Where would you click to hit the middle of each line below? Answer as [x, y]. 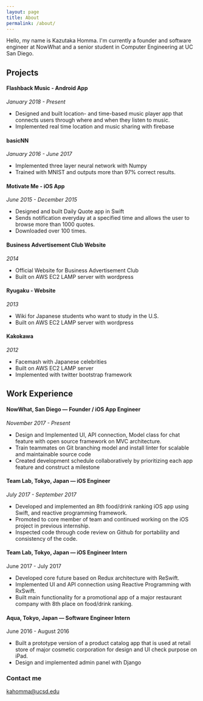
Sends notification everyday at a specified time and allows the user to [102, 218]
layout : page [23, 12]
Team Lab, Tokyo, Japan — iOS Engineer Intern [67, 552]
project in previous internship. [52, 526]
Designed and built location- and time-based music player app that [99, 113]
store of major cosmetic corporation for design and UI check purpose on [106, 650]
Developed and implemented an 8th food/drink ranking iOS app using [102, 506]
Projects [22, 73]
